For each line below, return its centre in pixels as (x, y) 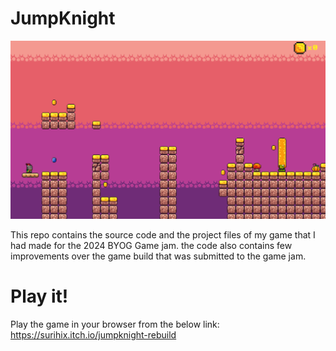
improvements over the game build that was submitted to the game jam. (158, 256)
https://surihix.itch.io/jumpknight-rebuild (93, 334)
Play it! (39, 296)
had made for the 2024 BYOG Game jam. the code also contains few (151, 245)
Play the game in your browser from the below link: (115, 324)
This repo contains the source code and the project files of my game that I (163, 234)
